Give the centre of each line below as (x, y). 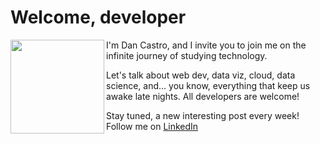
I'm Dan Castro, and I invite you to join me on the (206, 45)
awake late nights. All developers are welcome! (203, 96)
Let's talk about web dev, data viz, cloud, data (201, 75)
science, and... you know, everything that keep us (208, 85)
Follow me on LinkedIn (152, 126)
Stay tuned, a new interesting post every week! (203, 115)
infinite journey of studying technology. (187, 55)
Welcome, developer (98, 17)
